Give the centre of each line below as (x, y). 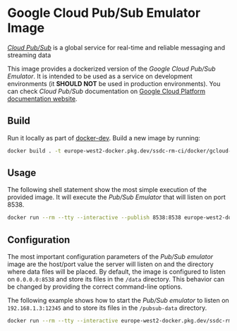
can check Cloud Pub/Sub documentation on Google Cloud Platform (107, 91)
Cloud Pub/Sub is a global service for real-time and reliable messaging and (116, 47)
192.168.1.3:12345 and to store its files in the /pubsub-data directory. (107, 308)
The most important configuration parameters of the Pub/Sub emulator (110, 257)
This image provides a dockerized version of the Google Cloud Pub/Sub (112, 68)
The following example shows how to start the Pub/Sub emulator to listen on (118, 301)
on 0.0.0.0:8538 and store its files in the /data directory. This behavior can (116, 279)
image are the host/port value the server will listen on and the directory (110, 264)
